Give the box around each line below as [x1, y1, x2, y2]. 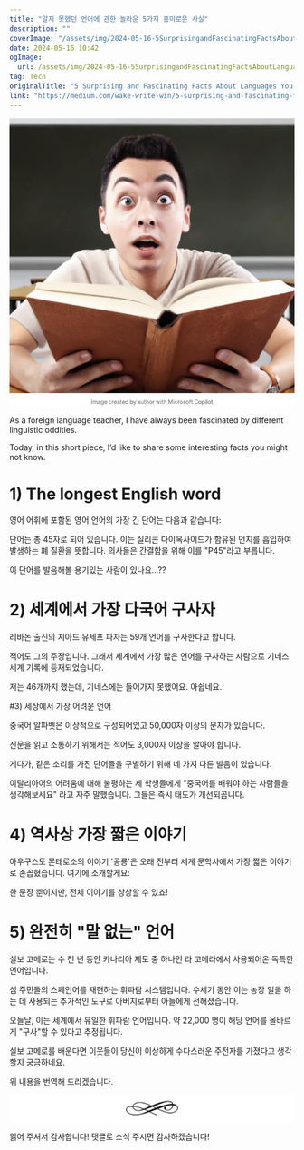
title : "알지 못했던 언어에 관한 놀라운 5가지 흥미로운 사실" [9, 15, 209, 24]
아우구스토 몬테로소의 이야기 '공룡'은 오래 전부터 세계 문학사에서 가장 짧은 [9, 856, 268, 867]
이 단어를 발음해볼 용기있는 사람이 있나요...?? [9, 565, 166, 575]
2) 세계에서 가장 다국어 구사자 [9, 600, 215, 621]
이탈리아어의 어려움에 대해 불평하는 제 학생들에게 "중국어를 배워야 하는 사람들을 [9, 778, 289, 789]
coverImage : [9, 34, 54, 43]
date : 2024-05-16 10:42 [9, 44, 100, 53]
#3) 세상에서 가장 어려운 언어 [9, 701, 112, 712]
